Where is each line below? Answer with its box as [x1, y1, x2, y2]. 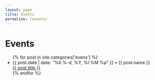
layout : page [5, 7, 32, 12]
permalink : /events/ [5, 16, 48, 21]
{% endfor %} [12, 70, 41, 76]
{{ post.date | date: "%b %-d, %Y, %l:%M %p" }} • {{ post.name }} [12, 60, 151, 66]
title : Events [5, 12, 35, 17]
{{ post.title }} [12, 65, 41, 71]
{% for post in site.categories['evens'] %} [12, 54, 98, 60]
